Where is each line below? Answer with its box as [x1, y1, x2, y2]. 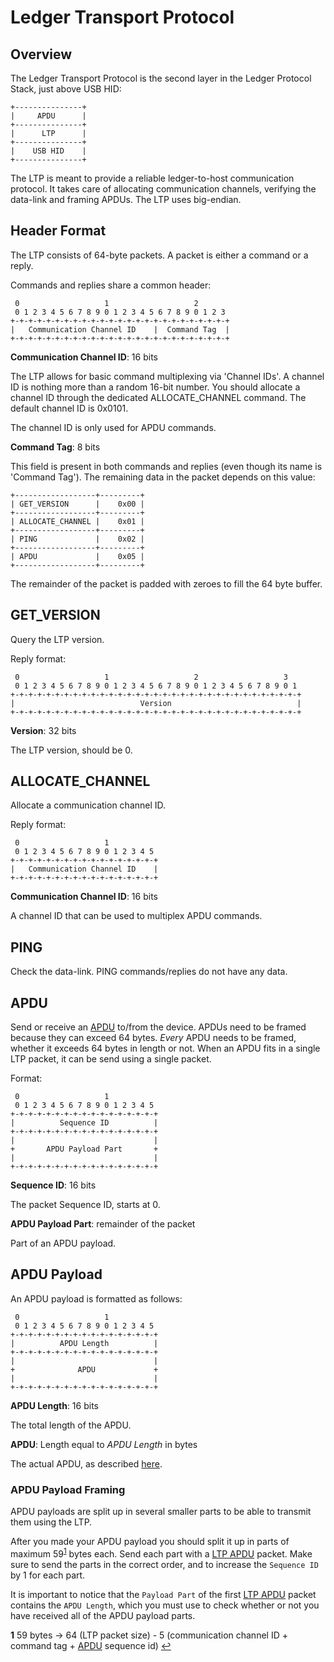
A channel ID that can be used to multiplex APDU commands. [10, 910, 263, 922]
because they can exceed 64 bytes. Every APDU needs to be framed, [10, 1032, 297, 1044]
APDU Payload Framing [10, 1482, 126, 1496]
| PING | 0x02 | [10, 534, 145, 544]
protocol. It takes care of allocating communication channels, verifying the [10, 183, 317, 195]
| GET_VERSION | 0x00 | [10, 499, 145, 509]
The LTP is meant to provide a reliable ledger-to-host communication [10, 172, 295, 184]
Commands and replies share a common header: [10, 279, 212, 291]
